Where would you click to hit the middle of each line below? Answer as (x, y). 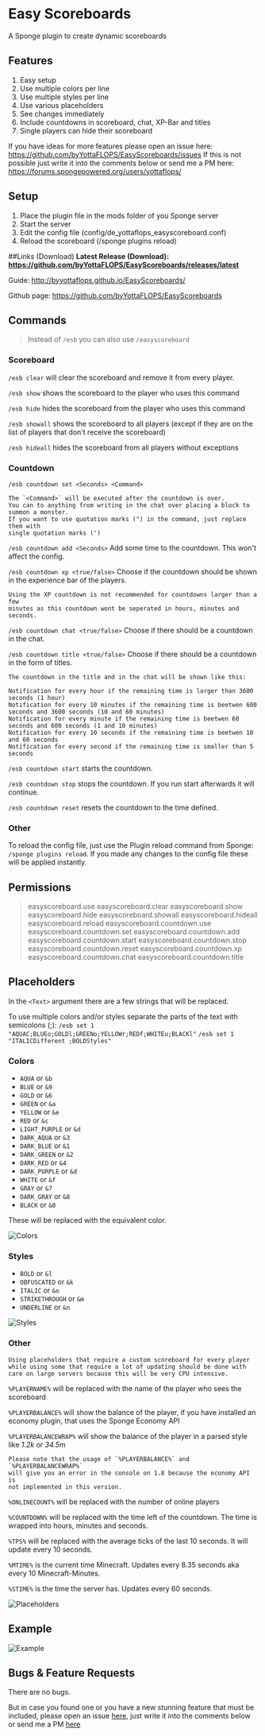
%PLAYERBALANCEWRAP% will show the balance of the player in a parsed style (128, 1436)
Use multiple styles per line (64, 97)
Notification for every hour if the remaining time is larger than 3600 (131, 691)
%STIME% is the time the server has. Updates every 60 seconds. (110, 1588)
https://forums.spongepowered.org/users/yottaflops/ (95, 171)
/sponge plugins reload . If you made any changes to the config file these (128, 854)
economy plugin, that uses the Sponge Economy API (94, 1421)
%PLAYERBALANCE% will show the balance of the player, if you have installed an (132, 1412)
